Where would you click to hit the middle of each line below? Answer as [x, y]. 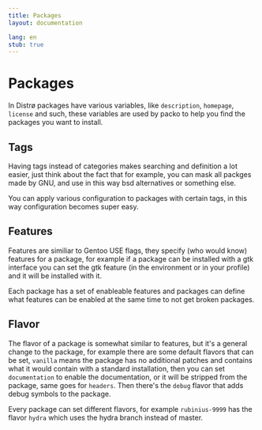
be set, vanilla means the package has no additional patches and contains [130, 360]
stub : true [26, 44]
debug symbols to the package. [60, 394]
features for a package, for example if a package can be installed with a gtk [131, 258]
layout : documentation [45, 23]
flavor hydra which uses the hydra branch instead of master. [106, 417]
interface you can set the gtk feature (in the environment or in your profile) [129, 267]
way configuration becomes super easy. [74, 207]
